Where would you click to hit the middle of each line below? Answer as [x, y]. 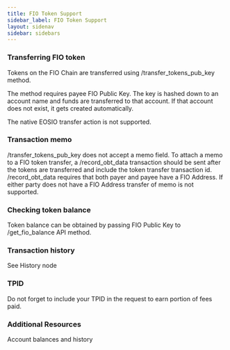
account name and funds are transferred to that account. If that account [110, 101]
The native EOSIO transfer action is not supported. [79, 122]
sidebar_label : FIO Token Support [57, 20]
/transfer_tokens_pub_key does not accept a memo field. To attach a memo [115, 154]
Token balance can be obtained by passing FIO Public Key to [94, 225]
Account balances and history [50, 340]
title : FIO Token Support [44, 14]
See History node [32, 266]
